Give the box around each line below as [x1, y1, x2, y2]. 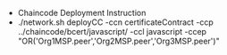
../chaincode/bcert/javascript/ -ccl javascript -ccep [17, 27, 207, 36]
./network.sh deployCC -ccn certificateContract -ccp [17, 17, 214, 27]
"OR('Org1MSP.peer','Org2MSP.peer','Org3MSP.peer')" [17, 35, 221, 46]
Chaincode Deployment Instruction [17, 8, 147, 18]
